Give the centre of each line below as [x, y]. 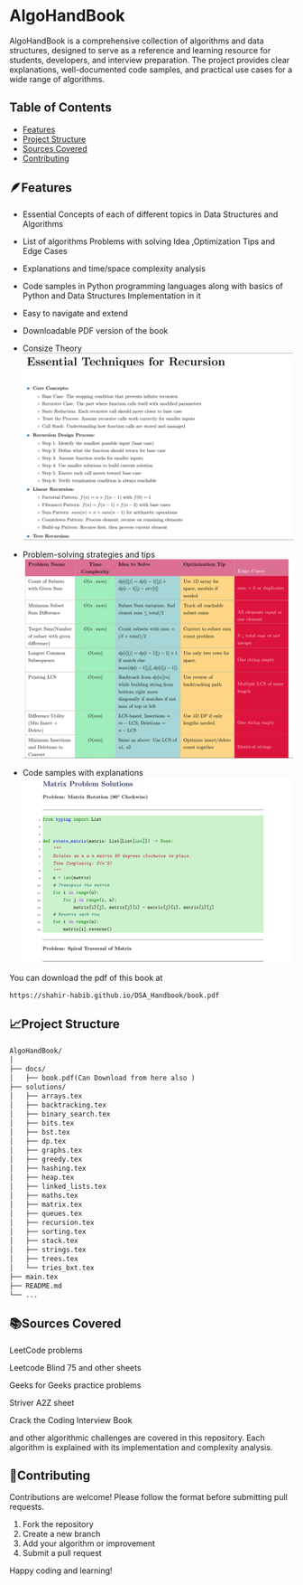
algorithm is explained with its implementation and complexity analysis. [141, 1447]
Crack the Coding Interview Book [71, 1420]
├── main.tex [34, 1277]
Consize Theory [52, 348]
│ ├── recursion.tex [52, 1222]
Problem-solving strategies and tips [89, 554]
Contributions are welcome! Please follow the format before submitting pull [149, 1497]
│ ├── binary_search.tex [60, 1114]
